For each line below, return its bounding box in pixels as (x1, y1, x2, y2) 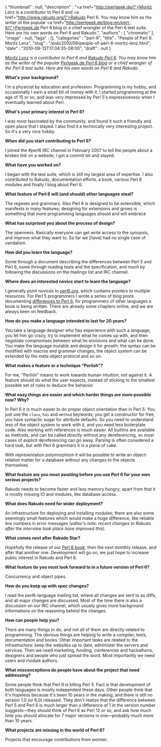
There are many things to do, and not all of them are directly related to (5, 627, 145, 632)
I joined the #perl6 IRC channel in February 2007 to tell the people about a (5, 148, 153, 153)
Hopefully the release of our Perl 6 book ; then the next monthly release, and (5, 544, 157, 550)
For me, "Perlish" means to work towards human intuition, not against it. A (5, 372, 152, 378)
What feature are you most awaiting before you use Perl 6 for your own (5, 472, 150, 477)
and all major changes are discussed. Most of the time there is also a (5, 597, 142, 603)
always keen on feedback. (5, 308, 58, 314)
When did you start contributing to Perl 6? (5, 138, 91, 144)
